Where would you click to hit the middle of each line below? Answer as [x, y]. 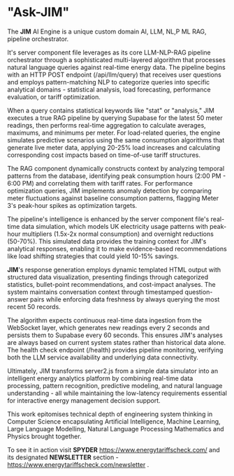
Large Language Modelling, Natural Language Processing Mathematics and [116, 429]
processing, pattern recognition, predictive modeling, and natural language [115, 385]
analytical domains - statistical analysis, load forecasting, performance [109, 89]
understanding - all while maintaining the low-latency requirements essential [117, 393]
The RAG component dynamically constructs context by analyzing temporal [116, 168]
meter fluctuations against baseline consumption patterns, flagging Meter [113, 198]
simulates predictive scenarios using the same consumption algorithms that [116, 140]
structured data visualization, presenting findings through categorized [108, 277]
